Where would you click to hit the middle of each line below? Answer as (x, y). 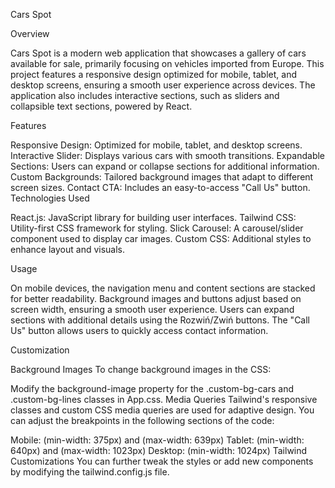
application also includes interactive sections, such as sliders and (145, 95)
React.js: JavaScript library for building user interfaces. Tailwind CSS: (153, 217)
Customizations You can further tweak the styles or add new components (162, 461)
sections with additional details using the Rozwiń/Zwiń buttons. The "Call (160, 320)
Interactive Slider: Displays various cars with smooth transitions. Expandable (168, 155)
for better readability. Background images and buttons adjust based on (156, 298)
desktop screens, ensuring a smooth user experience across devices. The (163, 85)
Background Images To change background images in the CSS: (141, 369)
